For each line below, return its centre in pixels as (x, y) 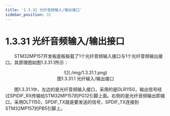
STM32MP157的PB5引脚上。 (35, 108)
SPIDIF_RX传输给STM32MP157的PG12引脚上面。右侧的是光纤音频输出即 (85, 96)
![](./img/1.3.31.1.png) (86, 73)
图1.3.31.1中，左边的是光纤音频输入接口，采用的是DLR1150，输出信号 (86, 90)
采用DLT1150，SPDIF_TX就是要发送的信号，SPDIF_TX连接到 (76, 102)
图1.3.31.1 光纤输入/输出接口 (86, 79)
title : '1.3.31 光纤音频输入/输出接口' (44, 10)
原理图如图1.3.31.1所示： (44, 63)
